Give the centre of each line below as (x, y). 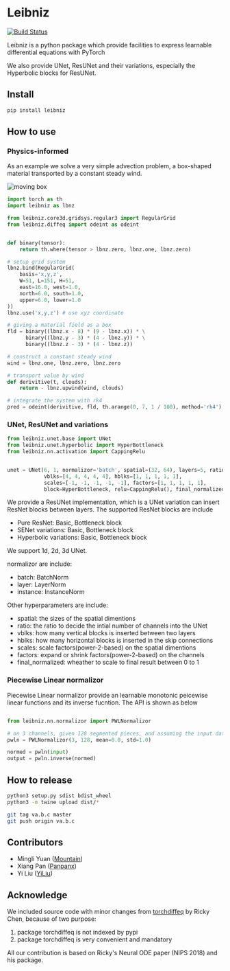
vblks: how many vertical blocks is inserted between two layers (106, 633)
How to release (40, 780)
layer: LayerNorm (41, 584)
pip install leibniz (37, 110)
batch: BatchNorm (43, 578)
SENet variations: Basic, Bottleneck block (75, 530)
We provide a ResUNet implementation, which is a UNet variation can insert (114, 502)
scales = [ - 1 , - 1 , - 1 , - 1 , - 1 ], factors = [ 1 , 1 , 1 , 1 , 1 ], (125, 483)
